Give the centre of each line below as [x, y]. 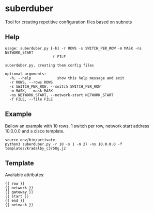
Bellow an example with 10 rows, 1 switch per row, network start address [77, 126]
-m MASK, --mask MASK [31, 91]
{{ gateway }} [19, 192]
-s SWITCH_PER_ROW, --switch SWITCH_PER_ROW [55, 86]
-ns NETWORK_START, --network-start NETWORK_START [62, 95]
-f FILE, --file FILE [31, 99]
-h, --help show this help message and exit [67, 78]
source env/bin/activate [30, 140]
